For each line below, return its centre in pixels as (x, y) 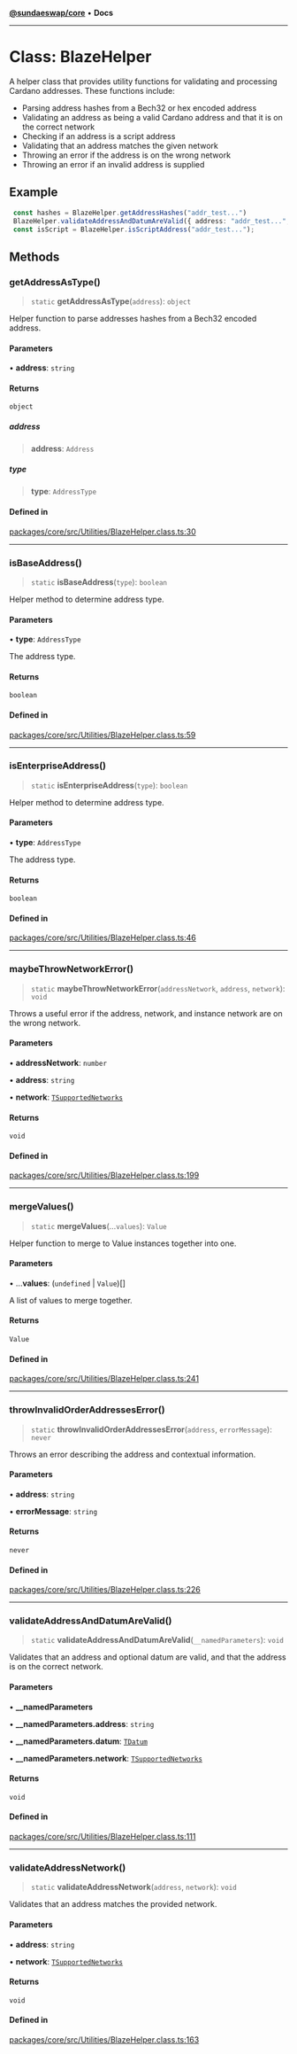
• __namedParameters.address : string (82, 1723)
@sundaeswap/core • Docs (61, 13)
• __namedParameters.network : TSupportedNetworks (106, 1758)
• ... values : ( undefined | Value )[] (68, 1283)
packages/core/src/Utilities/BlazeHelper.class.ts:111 (103, 1837)
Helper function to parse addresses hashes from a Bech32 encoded (133, 319)
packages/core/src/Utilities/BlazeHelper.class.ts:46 (103, 938)
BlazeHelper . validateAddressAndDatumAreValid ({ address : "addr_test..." (150, 221)
